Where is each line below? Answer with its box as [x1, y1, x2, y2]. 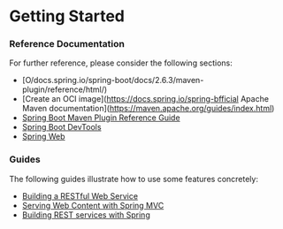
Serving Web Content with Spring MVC [21, 200, 164, 210]
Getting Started [9, 6, 126, 27]
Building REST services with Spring [21, 210, 150, 220]
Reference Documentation [9, 38, 126, 50]
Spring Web [21, 131, 65, 142]
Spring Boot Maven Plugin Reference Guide [21, 112, 180, 123]
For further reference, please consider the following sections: [9, 57, 233, 68]
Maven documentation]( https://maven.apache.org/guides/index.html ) [21, 103, 275, 114]
